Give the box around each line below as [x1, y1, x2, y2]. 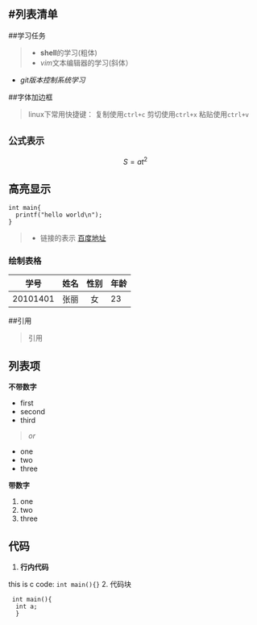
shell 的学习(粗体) [39, 48, 98, 57]
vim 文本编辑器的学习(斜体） [39, 57, 133, 67]
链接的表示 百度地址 [39, 233, 106, 243]
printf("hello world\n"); [15, 211, 103, 220]
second [19, 407, 46, 417]
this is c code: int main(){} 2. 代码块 [8, 580, 131, 589]
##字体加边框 [8, 92, 53, 102]
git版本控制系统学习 [19, 75, 86, 85]
